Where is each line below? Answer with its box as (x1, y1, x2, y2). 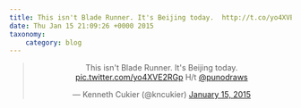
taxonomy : (9, 29, 47, 38)
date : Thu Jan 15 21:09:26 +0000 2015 (9, 21, 154, 30)
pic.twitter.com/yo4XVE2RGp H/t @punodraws (75, 72, 248, 83)
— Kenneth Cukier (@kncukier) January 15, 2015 (72, 89, 252, 100)
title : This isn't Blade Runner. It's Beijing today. (9, 12, 215, 22)
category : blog (25, 37, 82, 47)
